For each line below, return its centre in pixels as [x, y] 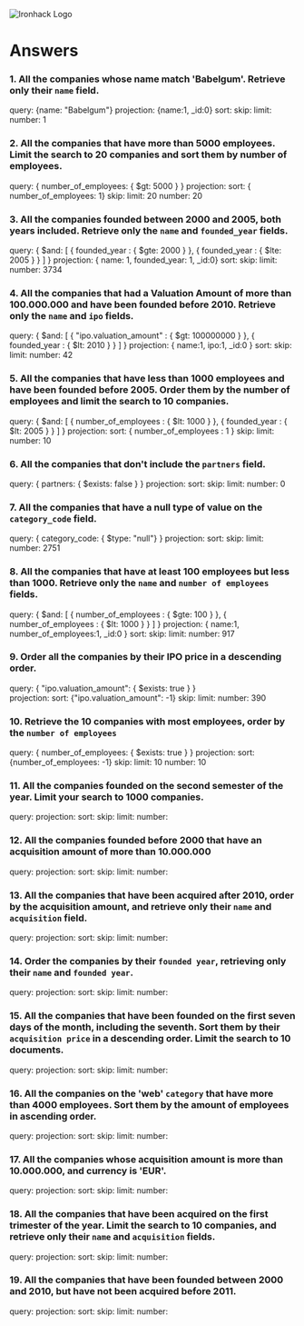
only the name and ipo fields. [72, 316]
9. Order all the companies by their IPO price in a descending [146, 657]
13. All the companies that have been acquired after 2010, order [152, 895]
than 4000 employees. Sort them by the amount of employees [149, 1104]
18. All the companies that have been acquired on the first [139, 1214]
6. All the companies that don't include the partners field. [137, 464]
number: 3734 [36, 270]
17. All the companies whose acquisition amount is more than [147, 1159]
